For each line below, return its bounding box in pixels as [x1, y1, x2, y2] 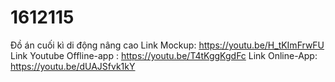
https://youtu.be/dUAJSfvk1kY [10, 60, 136, 72]
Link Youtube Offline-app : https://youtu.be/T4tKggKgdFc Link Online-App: [10, 49, 318, 61]
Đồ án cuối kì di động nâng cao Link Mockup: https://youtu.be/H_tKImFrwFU [10, 39, 325, 51]
